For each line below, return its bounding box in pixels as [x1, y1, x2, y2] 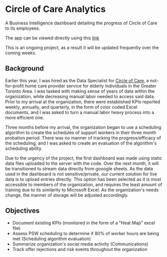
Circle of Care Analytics [5, 3, 106, 15]
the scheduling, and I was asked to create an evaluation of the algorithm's [5, 140, 157, 146]
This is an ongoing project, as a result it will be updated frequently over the [5, 44, 159, 50]
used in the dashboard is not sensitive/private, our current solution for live [5, 171, 157, 177]
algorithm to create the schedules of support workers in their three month [5, 129, 157, 135]
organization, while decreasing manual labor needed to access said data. [5, 93, 156, 99]
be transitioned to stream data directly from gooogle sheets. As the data [5, 165, 154, 171]
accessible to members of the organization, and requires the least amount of [5, 181, 163, 187]
